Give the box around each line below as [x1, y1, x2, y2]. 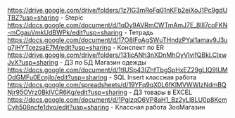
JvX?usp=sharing [7, 58, 58, 66]
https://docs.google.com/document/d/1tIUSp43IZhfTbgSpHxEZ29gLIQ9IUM [7, 66, 228, 74]
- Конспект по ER [112, 44, 164, 51]
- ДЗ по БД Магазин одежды [59, 58, 146, 66]
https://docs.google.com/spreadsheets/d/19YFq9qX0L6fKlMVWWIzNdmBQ [7, 81, 227, 88]
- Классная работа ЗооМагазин [110, 103, 205, 111]
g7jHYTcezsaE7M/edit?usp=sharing [7, 44, 111, 51]
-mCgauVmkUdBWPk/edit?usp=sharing [7, 28, 123, 37]
